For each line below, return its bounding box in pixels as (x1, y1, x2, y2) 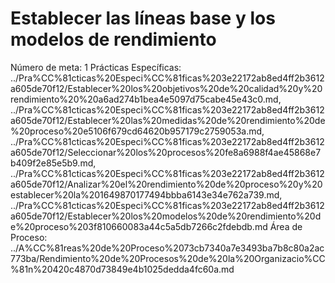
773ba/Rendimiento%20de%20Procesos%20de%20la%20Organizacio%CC (10, 252, 326, 264)
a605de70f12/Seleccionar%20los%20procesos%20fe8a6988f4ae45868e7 (10, 146, 322, 158)
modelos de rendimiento (10, 28, 217, 51)
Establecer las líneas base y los (10, 7, 276, 30)
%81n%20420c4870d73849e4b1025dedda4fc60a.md (10, 263, 235, 275)
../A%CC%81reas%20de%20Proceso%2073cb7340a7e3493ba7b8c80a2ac (10, 242, 325, 254)
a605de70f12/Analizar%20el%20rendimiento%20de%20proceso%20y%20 (10, 178, 323, 190)
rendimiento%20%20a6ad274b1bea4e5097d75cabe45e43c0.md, (10, 93, 282, 105)
